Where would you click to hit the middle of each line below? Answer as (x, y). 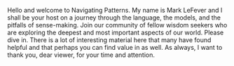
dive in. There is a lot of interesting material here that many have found (109, 40)
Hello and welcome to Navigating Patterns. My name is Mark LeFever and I (115, 10)
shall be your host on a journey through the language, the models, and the (114, 18)
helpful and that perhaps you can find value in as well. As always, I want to (115, 47)
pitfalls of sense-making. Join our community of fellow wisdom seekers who (117, 25)
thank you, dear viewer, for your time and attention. (81, 55)
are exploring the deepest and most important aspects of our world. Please (116, 32)
